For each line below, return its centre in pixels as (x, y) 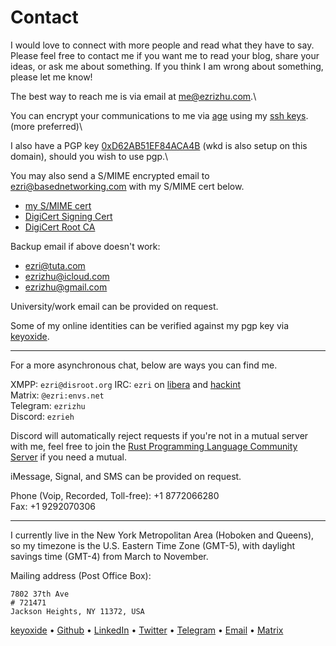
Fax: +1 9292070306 (53, 506)
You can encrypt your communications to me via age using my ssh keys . (159, 115)
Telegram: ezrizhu (48, 405)
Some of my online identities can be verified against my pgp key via (150, 325)
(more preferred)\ (46, 126)
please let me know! (51, 77)
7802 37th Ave (40, 594)
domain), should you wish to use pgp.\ (89, 156)
